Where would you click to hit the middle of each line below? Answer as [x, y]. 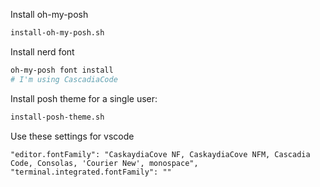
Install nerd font [42, 51]
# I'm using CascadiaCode [64, 79]
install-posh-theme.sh [57, 117]
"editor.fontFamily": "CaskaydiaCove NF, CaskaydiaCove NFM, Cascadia [160, 154]
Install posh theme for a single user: [84, 98]
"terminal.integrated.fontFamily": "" [91, 172]
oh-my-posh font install [62, 70]
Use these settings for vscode [72, 136]
